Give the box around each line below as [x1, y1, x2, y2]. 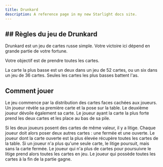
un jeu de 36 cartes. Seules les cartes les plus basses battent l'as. [5, 72, 139, 79]
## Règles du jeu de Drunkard [5, 30, 98, 38]
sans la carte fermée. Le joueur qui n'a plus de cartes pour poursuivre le [5, 146, 151, 152]
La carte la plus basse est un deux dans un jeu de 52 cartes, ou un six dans [5, 67, 158, 73]
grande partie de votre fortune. [5, 48, 68, 54]
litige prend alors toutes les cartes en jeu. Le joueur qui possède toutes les [5, 151, 156, 157]
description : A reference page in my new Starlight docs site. [5, 12, 137, 17]
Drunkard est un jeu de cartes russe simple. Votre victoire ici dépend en [5, 43, 151, 49]
